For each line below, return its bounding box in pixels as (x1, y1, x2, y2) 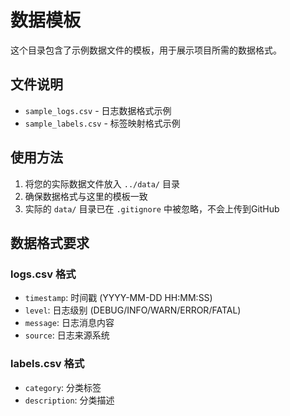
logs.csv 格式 (10, 267, 77, 281)
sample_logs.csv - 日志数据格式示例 (24, 104, 172, 116)
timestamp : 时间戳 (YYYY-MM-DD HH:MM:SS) (24, 292, 213, 304)
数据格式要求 (10, 234, 90, 251)
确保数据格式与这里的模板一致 (24, 190, 148, 202)
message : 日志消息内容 (24, 317, 115, 329)
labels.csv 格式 (10, 357, 85, 371)
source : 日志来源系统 (24, 329, 110, 341)
